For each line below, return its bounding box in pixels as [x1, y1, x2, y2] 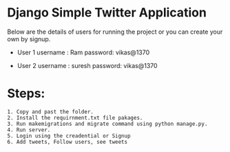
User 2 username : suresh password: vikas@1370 [17, 61, 158, 69]
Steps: [7, 86, 45, 101]
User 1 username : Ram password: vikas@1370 [17, 48, 150, 56]
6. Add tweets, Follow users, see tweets [7, 138, 128, 145]
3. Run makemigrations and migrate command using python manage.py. [7, 120, 208, 127]
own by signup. [7, 34, 51, 43]
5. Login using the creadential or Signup [7, 132, 131, 139]
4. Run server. [7, 126, 51, 133]
